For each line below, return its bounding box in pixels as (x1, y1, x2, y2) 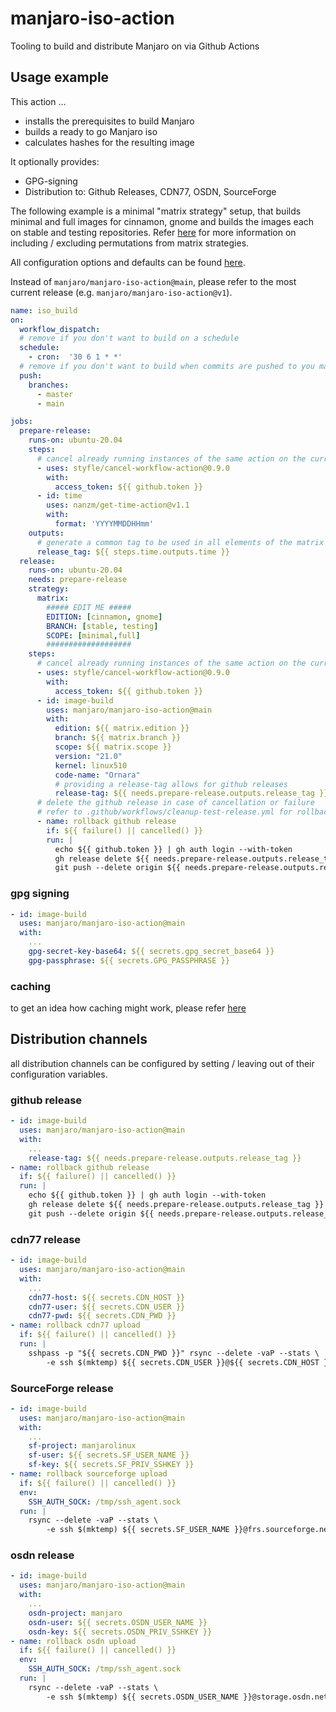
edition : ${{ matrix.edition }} (54, 723, 190, 734)
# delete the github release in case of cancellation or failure (36, 798, 315, 808)
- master (36, 389, 74, 399)
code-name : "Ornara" (54, 770, 141, 780)
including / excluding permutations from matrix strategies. (10, 237, 250, 249)
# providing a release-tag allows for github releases (54, 779, 288, 789)
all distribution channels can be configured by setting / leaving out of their (10, 1057, 315, 1069)
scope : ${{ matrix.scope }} (54, 742, 172, 752)
